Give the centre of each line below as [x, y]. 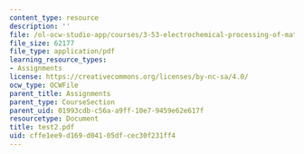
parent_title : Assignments [60, 93]
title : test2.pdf [42, 128]
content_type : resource [54, 18]
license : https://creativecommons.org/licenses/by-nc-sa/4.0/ [129, 77]
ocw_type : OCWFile [44, 85]
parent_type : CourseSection [62, 102]
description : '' [40, 26]
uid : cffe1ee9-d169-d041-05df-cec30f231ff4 [93, 136]
